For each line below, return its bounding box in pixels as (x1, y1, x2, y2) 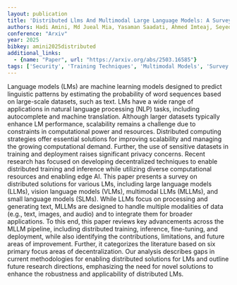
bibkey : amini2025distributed (7, 43, 97, 50)
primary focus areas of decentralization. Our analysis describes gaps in (7, 247, 215, 255)
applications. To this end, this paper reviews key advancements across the (7, 217, 224, 226)
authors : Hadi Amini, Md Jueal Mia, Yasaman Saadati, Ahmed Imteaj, (7, 23, 213, 30)
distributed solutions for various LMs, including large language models (7, 179, 212, 188)
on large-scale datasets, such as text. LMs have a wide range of (7, 97, 194, 106)
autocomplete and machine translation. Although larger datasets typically (7, 112, 220, 121)
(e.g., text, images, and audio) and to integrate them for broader (7, 210, 193, 218)
